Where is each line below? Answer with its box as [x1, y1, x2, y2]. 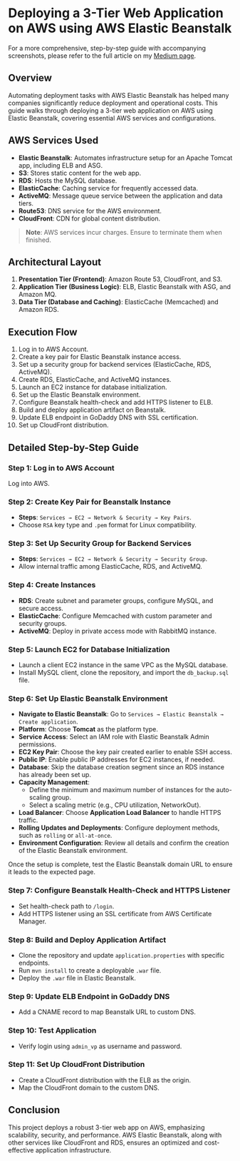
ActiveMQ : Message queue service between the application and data [18, 191, 223, 200]
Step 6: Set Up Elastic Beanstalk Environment [8, 694, 168, 704]
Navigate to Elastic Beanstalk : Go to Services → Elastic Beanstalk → [18, 710, 224, 719]
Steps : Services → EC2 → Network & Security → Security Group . [18, 554, 208, 563]
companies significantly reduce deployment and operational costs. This [8, 98, 218, 107]
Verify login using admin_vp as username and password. [18, 1042, 182, 1050]
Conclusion [8, 1104, 61, 1116]
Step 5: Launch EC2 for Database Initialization [8, 644, 170, 654]
